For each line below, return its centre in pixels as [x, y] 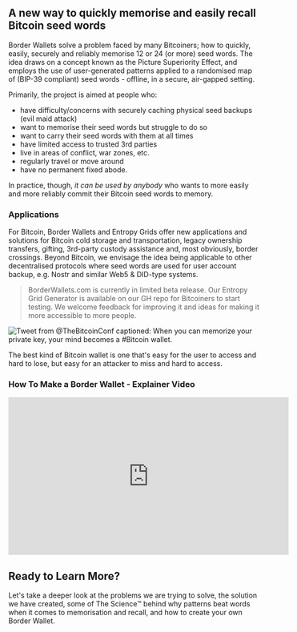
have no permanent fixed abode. [74, 169]
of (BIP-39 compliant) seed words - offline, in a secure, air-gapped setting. [131, 78]
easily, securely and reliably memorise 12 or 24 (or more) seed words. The [131, 53]
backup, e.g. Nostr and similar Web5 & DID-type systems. [103, 275]
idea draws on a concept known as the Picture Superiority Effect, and [123, 62]
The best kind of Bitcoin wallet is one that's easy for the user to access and [132, 355]
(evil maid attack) [48, 119]
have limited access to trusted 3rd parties [88, 144]
